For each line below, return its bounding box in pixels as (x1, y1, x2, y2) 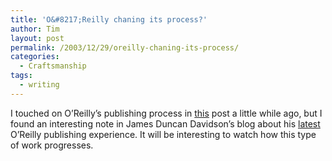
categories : (10, 52, 60, 62)
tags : (10, 71, 33, 81)
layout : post (10, 33, 65, 43)
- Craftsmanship (19, 61, 87, 71)
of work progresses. (10, 139, 94, 151)
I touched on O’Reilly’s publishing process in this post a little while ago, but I (10, 107, 323, 119)
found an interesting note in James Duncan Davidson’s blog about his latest (10, 117, 321, 130)
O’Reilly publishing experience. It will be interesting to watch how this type (10, 128, 317, 140)
